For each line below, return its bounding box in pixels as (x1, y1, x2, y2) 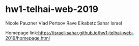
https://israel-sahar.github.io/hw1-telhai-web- (38, 29, 134, 35)
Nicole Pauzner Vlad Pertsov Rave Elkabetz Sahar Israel (5, 20, 122, 26)
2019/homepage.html (5, 35, 50, 41)
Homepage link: (5, 29, 39, 35)
